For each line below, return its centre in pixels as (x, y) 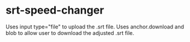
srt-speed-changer (55, 10)
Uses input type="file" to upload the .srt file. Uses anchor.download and (95, 27)
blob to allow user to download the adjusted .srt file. (70, 33)
